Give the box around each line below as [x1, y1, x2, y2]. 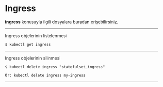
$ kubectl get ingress [5, 42, 51, 47]
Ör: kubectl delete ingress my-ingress [5, 73, 86, 78]
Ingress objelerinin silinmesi [5, 55, 61, 61]
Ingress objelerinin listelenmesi [5, 32, 67, 39]
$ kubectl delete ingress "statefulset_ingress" [5, 64, 105, 69]
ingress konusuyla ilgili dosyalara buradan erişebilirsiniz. [5, 19, 118, 25]
